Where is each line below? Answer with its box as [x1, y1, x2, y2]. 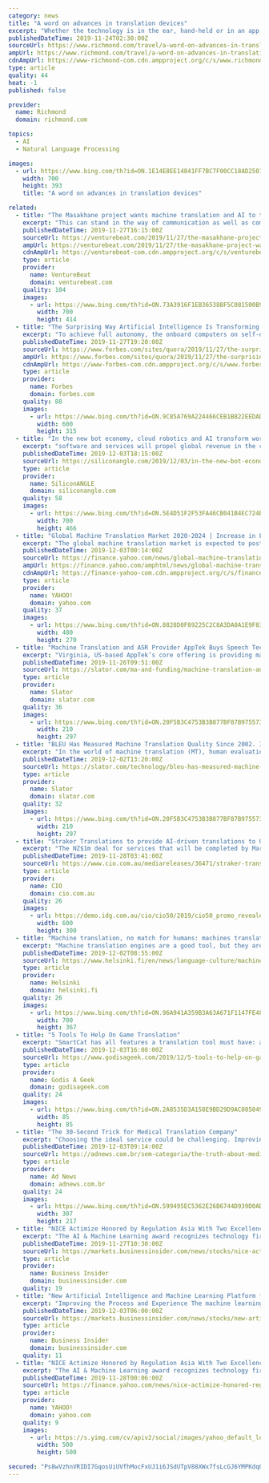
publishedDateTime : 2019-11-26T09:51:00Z [22, 658, 163, 666]
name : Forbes [29, 382, 74, 391]
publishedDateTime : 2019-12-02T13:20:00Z [22, 755, 163, 763]
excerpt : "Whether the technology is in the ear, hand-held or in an [8, 26, 246, 34]
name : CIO [29, 882, 62, 890]
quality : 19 [22, 1284, 62, 1292]
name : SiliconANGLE [29, 479, 94, 487]
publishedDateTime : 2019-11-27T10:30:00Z [22, 1239, 163, 1247]
